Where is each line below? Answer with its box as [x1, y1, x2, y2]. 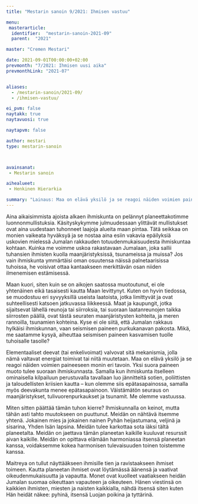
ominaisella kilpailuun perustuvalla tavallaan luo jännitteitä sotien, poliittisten [6, 373, 191, 381]
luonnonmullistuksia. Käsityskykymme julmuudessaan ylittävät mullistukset [6, 219, 188, 226]
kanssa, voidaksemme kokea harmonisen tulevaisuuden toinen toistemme [6, 441, 185, 449]
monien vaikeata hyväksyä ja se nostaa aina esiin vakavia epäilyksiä [6, 232, 171, 239]
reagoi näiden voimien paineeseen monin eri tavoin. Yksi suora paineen [6, 361, 180, 368]
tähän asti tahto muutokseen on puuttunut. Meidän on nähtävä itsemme [6, 410, 179, 417]
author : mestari [6, 138, 46, 144]
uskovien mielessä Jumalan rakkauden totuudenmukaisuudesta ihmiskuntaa [6, 238, 191, 245]
